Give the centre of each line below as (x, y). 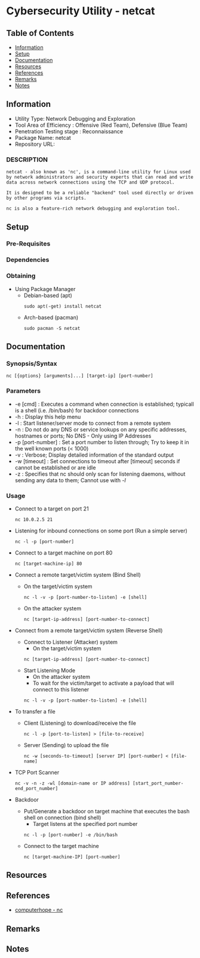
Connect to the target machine (61, 846)
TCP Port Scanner (37, 772)
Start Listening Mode (50, 670)
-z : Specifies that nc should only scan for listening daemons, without (100, 474)
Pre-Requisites (28, 244)
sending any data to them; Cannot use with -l (70, 480)
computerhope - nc (39, 910)
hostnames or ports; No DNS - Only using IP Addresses (83, 436)
